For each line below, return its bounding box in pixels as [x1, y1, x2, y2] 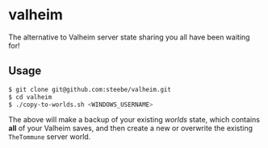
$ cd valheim [8, 92, 52, 101]
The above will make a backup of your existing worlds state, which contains [8, 115, 261, 125]
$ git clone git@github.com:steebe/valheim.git [8, 85, 172, 93]
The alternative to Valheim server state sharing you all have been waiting [8, 32, 250, 42]
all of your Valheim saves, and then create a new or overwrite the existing [8, 123, 253, 134]
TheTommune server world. [8, 132, 91, 142]
